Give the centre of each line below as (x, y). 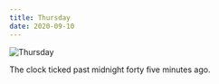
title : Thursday (40, 18)
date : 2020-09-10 (42, 26)
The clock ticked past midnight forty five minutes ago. (110, 70)
